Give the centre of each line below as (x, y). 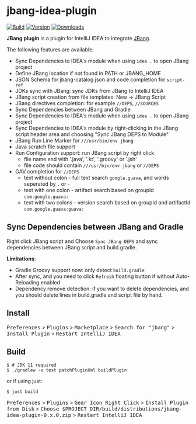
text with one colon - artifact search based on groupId (89, 190)
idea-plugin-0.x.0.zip (39, 415)
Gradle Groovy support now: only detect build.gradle (80, 270)
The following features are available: (50, 49)
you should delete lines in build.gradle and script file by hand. (89, 295)
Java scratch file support (45, 147)
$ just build (22, 392)
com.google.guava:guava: (54, 209)
